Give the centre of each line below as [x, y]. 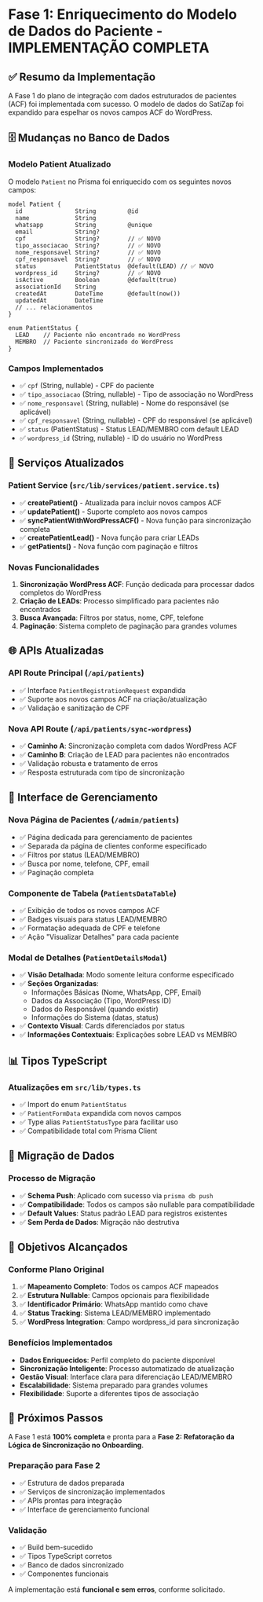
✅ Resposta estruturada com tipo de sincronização [102, 772]
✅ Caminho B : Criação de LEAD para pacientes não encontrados [124, 754]
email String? [58, 232]
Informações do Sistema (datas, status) [95, 1017]
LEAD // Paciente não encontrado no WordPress [98, 335]
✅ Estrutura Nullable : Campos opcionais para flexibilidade [114, 1296]
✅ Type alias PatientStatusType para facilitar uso [99, 1122]
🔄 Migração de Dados [62, 1156]
